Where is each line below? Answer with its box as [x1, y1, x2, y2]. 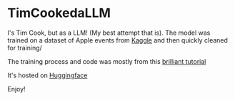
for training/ [7, 43, 43, 52]
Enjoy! [7, 84, 26, 93]
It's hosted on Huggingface [7, 71, 88, 79]
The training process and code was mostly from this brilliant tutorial [7, 57, 206, 65]
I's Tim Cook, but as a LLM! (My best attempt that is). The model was [7, 28, 211, 37]
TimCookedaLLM [7, 5, 111, 21]
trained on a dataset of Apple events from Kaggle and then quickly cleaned [7, 35, 229, 44]
